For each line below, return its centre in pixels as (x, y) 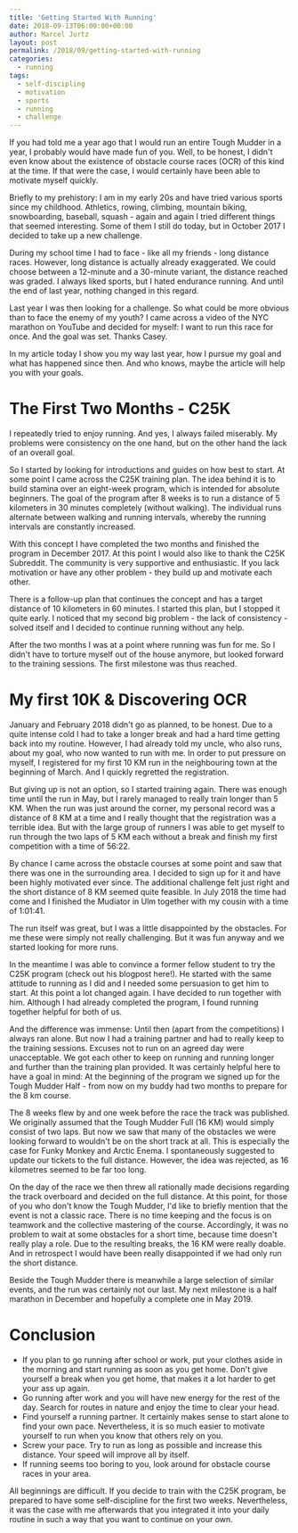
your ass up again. (56, 1388)
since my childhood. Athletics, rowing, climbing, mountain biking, (128, 207)
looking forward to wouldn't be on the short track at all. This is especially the (149, 1141)
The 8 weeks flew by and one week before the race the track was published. (149, 1113)
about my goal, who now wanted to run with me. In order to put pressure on (148, 753)
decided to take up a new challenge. (76, 236)
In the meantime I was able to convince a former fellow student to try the (142, 964)
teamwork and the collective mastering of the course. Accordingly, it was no (149, 1225)
